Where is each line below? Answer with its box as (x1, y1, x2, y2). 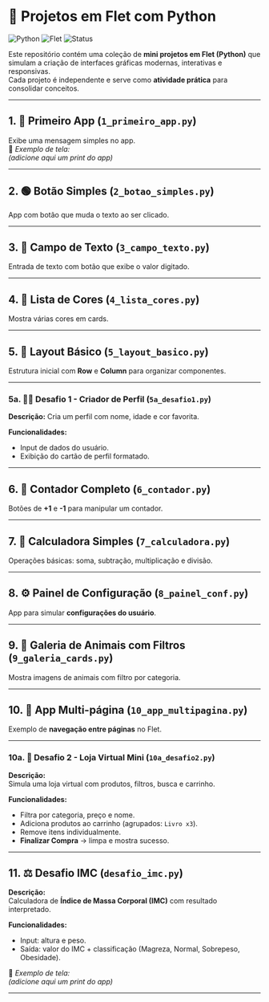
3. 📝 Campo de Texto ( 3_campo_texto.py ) (8, 240, 210, 254)
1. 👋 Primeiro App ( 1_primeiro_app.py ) (8, 114, 197, 128)
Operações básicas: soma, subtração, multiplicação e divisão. (8, 556, 214, 565)
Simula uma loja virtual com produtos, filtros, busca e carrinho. (8, 779, 215, 788)
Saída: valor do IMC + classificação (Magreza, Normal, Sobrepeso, (19, 944, 240, 954)
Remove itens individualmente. (19, 827, 122, 837)
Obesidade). (19, 953, 62, 963)
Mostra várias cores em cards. (8, 314, 110, 324)
